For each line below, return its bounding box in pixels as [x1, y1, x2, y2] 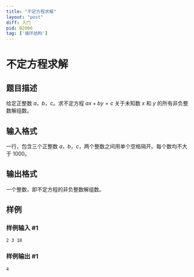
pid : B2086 [6, 25, 33, 31]
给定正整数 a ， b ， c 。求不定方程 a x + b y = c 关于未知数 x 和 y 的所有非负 [6, 100, 183, 107]
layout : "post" [6, 14, 44, 20]
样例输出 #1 [6, 252, 38, 260]
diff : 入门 [6, 19, 31, 25]
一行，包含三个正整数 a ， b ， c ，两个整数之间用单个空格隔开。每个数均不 [6, 143, 183, 150]
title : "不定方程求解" [6, 8, 57, 15]
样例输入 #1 [6, 224, 38, 232]
